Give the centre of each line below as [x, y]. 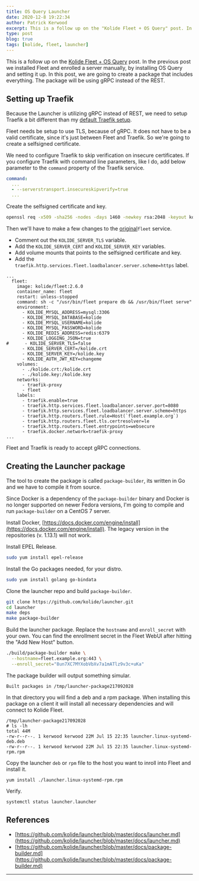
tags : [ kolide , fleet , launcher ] [47, 45]
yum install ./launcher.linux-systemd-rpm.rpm [65, 780]
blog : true [20, 39]
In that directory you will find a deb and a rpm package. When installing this [98, 697]
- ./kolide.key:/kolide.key [57, 375]
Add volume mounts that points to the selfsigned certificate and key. [98, 253]
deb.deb [16, 741]
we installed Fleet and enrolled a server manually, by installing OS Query [94, 68]
